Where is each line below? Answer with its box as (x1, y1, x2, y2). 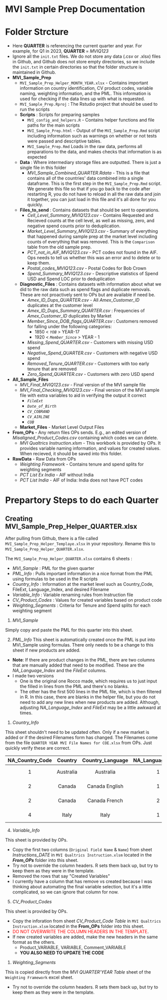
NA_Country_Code (7, 757, 52, 764)
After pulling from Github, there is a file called (5, 535, 98, 541)
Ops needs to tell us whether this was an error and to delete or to (27, 255, 161, 261)
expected (27, 154, 47, 160)
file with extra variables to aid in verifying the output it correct (19, 392, 147, 398)
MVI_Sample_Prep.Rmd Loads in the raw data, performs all (27, 144, 143, 150)
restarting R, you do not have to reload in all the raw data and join (27, 191, 161, 197)
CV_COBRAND (27, 409, 50, 414)
